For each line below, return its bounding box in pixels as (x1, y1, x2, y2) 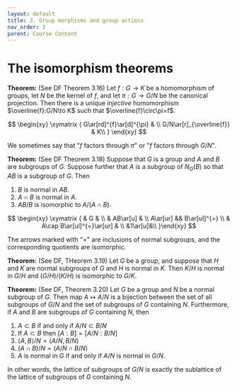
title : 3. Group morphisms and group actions (7, 17, 144, 24)
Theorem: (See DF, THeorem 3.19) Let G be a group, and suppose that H (7, 256, 219, 265)
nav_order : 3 (7, 23, 46, 30)
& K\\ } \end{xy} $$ (91, 128, 147, 136)
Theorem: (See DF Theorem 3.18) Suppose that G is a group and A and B (7, 155, 220, 163)
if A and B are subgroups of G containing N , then (7, 307, 150, 316)
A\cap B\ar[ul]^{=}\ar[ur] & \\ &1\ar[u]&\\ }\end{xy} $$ (41, 221, 197, 230)
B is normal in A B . (17, 185, 69, 194)
